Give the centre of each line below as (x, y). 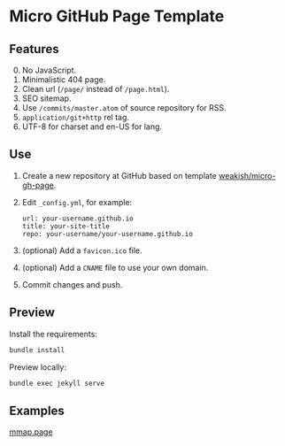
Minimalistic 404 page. (64, 80)
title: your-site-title (66, 226)
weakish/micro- (247, 175)
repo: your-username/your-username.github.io (107, 234)
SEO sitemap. (46, 98)
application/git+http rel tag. (76, 117)
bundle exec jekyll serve (57, 383)
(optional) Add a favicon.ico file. (82, 250)
